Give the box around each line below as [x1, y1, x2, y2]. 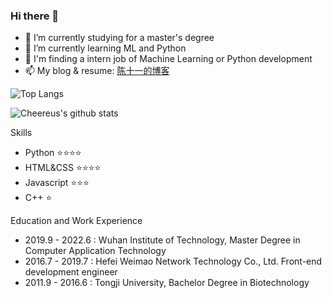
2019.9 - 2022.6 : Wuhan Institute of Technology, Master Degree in [24, 234, 301, 246]
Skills [10, 127, 33, 139]
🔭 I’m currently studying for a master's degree [24, 32, 215, 44]
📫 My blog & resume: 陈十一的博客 [24, 65, 170, 77]
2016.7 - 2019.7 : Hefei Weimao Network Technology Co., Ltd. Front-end [24, 255, 323, 268]
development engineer [24, 266, 118, 278]
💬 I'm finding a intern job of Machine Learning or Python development [24, 53, 313, 65]
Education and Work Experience [10, 215, 143, 227]
